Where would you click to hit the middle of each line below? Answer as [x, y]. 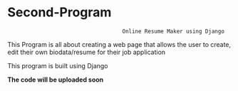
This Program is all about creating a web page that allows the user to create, [119, 44]
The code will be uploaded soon [56, 80]
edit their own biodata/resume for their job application [87, 52]
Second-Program [59, 12]
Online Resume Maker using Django [173, 31]
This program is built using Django [58, 65]
